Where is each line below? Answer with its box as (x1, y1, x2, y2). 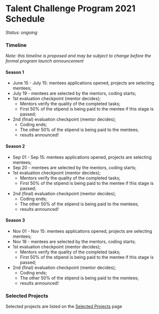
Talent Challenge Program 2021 (5, 3, 136, 14)
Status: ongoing (5, 29, 38, 35)
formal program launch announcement (5, 58, 84, 64)
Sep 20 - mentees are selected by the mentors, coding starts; (12, 164, 137, 170)
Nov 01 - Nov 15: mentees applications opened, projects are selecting (12, 228, 153, 234)
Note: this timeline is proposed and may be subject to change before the (5, 53, 152, 59)
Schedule (5, 13, 45, 24)
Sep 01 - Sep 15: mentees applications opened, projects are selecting (12, 154, 152, 160)
